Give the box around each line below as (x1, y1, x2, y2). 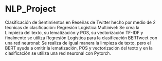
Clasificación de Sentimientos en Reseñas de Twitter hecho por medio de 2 (5, 19, 156, 25)
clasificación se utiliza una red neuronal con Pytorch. (5, 50, 111, 56)
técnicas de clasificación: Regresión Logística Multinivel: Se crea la (5, 24, 140, 30)
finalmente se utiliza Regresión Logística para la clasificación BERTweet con (5, 35, 157, 41)
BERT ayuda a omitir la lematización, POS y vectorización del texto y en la (5, 45, 153, 51)
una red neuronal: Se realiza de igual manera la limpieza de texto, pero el (5, 40, 151, 46)
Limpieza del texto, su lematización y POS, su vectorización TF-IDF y (5, 30, 144, 35)
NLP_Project (5, 3, 56, 15)
